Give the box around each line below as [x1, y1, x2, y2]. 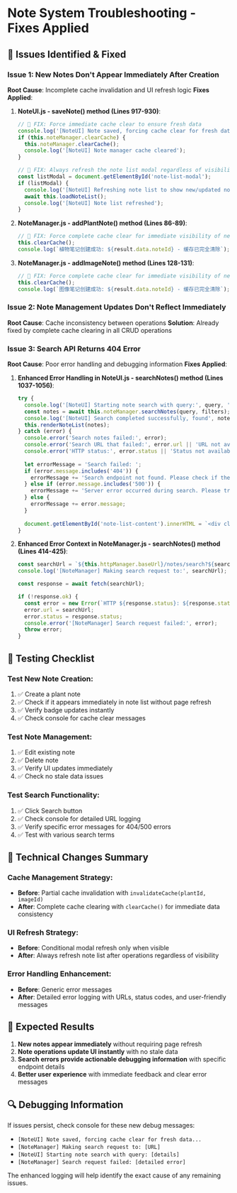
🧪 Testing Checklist [7, 652, 95, 664]
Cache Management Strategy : [7, 872, 113, 882]
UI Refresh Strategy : [7, 928, 79, 938]
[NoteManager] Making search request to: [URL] [17, 1144, 161, 1151]
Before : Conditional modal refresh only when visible [17, 944, 170, 952]
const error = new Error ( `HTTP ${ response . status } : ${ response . [24, 600, 218, 607]
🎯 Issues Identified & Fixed [7, 48, 127, 60]
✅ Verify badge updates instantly [17, 705, 115, 714]
